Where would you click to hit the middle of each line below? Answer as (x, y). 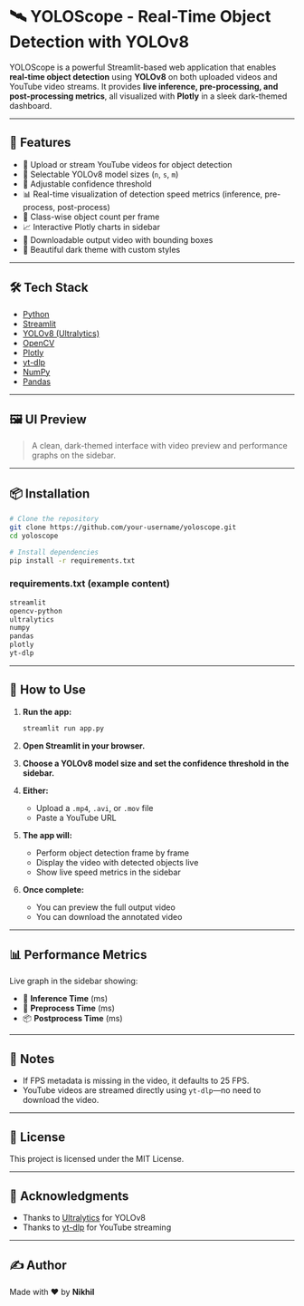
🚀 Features (40, 143)
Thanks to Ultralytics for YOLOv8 (84, 1217)
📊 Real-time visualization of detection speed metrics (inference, (142, 194)
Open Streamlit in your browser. (84, 745)
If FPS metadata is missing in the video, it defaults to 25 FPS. (136, 1081)
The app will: (47, 835)
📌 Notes (32, 1059)
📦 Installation (50, 493)
